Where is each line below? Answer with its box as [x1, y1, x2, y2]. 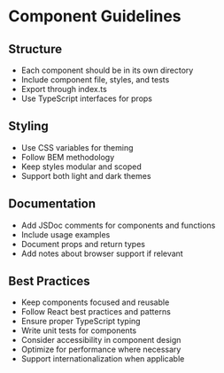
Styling [8, 119, 50, 134]
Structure [8, 42, 63, 57]
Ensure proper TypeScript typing [20, 316, 141, 327]
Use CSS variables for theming [20, 142, 134, 152]
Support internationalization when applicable [20, 354, 185, 364]
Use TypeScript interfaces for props [20, 93, 152, 104]
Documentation [8, 197, 97, 212]
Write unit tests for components [20, 325, 137, 336]
